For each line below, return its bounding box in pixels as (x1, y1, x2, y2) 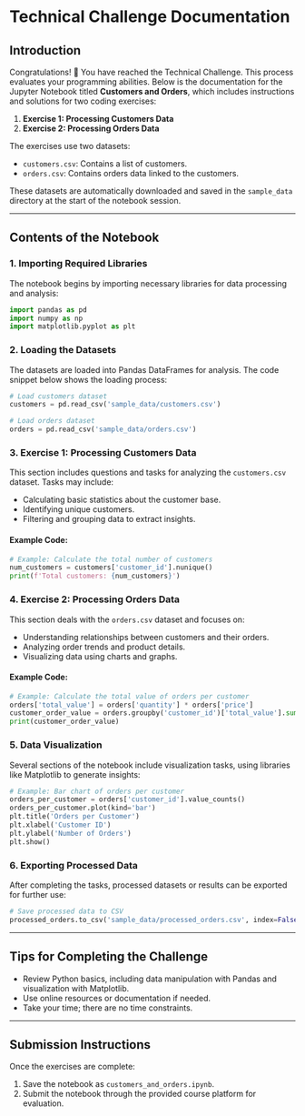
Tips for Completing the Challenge (9, 949, 209, 965)
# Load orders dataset (9, 417, 95, 426)
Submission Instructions (9, 1037, 152, 1052)
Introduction (9, 43, 82, 58)
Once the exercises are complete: (9, 1061, 136, 1072)
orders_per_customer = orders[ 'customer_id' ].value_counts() (9, 795, 246, 804)
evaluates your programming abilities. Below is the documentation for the (9, 76, 283, 87)
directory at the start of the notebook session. (9, 196, 182, 206)
